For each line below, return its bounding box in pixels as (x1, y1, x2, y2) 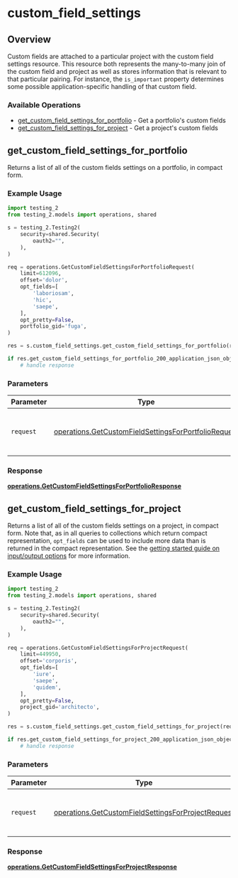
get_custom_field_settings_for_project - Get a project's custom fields (17, 124, 218, 132)
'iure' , (33, 670, 55, 678)
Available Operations (7, 100, 81, 109)
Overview (7, 33, 52, 45)
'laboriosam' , (33, 290, 74, 297)
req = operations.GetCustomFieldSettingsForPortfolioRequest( (7, 263, 195, 271)
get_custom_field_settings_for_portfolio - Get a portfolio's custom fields (17, 116, 227, 125)
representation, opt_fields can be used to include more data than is (7, 537, 206, 545)
